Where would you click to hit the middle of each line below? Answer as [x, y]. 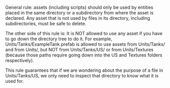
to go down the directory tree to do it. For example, [59, 39]
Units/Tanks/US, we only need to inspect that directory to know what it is [82, 76]
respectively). [20, 60]
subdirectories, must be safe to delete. [46, 23]
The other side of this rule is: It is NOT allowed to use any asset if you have [84, 33]
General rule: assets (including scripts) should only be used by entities [79, 7]
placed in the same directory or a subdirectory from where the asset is [79, 13]
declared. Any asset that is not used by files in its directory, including [78, 18]
